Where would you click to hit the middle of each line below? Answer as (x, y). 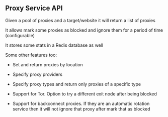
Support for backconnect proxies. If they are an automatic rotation (81, 103)
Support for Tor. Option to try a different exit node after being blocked (85, 94)
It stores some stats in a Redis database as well (54, 45)
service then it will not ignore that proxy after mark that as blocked (81, 109)
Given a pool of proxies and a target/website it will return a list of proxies (80, 20)
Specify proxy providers (37, 74)
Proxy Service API (34, 8)
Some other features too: (31, 55)
